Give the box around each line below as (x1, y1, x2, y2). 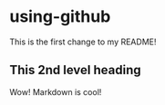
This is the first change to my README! (9, 36, 157, 47)
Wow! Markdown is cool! (9, 86, 102, 97)
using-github (9, 6, 111, 27)
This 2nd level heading (9, 62, 141, 78)
